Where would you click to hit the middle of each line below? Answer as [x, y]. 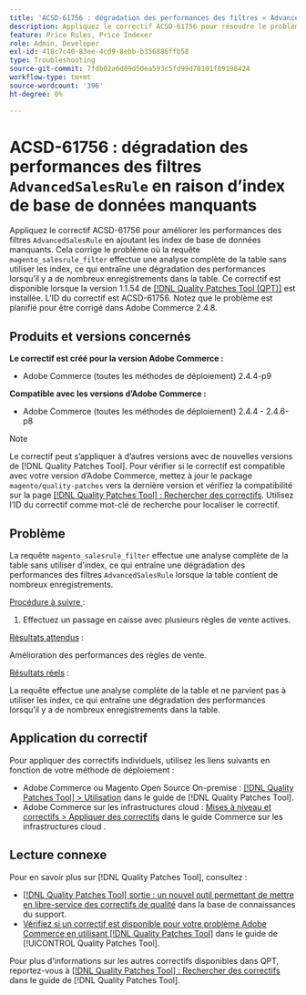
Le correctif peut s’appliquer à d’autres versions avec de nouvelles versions [151, 456]
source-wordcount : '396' [56, 86]
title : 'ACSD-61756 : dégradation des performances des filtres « [138, 18]
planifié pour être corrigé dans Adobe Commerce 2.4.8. [113, 308]
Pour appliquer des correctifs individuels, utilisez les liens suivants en [140, 760]
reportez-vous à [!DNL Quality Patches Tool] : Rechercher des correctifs [145, 970]
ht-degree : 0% [36, 94]
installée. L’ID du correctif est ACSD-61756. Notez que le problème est [141, 298]
